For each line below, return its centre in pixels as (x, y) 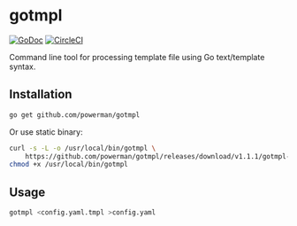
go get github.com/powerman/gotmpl (75, 115)
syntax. (23, 66)
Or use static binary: (46, 132)
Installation (41, 94)
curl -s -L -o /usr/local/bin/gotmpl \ (83, 148)
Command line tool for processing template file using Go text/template (137, 57)
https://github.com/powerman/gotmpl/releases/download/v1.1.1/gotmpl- (158, 156)
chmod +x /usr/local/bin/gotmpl (69, 165)
